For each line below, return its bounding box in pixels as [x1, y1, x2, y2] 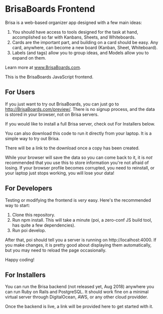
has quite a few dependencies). [12, 222, 75, 228]
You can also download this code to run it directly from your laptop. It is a [5, 130, 152, 136]
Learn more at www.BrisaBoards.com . [5, 64, 81, 70]
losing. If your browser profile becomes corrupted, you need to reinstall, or [5, 165, 155, 170]
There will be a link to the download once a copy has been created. [5, 145, 140, 151]
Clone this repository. [12, 211, 55, 218]
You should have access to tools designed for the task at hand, [12, 29, 139, 35]
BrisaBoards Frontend [5, 3, 95, 15]
